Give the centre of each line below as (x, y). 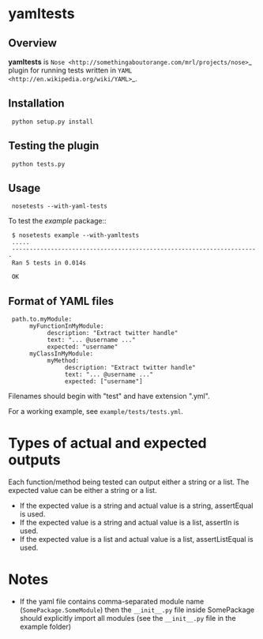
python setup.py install (52, 122)
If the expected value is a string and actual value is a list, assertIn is (129, 523)
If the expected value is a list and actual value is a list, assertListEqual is (137, 539)
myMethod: (63, 361)
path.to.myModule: (42, 319)
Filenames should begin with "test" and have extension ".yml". (109, 397)
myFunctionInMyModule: (66, 326)
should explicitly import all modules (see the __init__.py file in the (128, 618)
